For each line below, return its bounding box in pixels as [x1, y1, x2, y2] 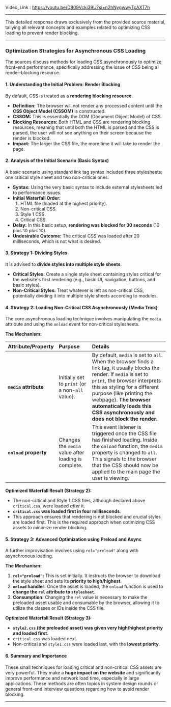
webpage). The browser [92, 396, 151, 403]
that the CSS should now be [92, 462, 159, 469]
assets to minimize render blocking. [12, 525, 88, 531]
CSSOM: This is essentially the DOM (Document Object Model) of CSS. [12, 113, 162, 119]
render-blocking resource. [5, 70, 61, 76]
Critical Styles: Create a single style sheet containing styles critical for [12, 271, 161, 277]
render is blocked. [12, 135, 51, 141]
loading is [59, 455, 82, 463]
